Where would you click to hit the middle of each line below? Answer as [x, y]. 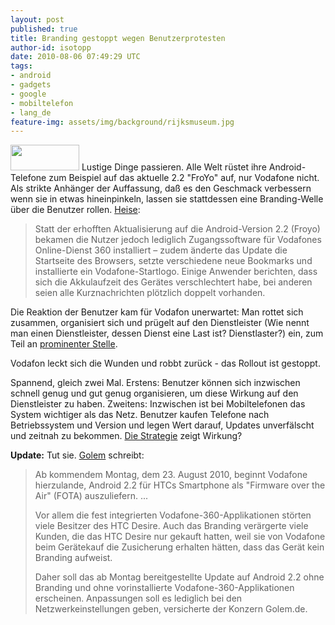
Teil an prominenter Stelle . [64, 344]
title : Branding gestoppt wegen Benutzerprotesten [118, 38]
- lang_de [31, 112]
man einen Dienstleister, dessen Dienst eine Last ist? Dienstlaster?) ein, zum [167, 333]
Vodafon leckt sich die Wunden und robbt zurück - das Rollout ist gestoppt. [165, 363]
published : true [44, 29]
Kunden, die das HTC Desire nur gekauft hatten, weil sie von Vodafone [180, 537]
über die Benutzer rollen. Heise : [75, 210]
